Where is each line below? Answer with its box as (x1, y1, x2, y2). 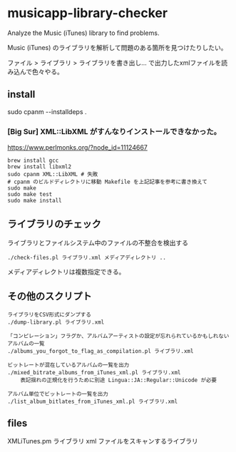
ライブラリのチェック (7, 218, 101, 230)
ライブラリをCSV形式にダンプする (7, 311, 91, 318)
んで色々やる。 (19, 67, 64, 76)
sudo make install (7, 197, 62, 205)
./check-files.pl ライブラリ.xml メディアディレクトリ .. (7, 254, 166, 261)
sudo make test (7, 191, 53, 198)
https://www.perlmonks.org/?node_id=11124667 (7, 143, 148, 152)
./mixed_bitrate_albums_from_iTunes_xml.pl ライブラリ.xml (7, 369, 181, 376)
